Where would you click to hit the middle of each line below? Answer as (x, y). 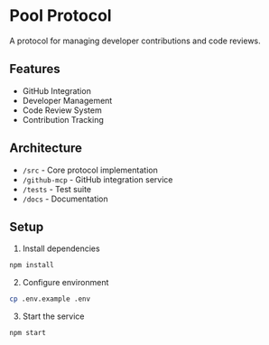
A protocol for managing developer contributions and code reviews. (135, 41)
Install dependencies (61, 248)
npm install (32, 266)
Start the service (53, 316)
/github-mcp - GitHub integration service (97, 179)
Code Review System (62, 110)
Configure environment (65, 283)
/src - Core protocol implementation (90, 170)
